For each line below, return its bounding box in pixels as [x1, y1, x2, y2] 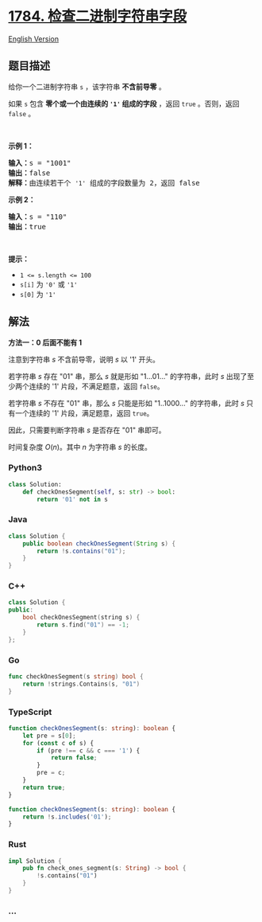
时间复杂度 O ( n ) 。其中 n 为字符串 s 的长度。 [8, 442, 152, 451]
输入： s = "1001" [8, 158, 71, 167]
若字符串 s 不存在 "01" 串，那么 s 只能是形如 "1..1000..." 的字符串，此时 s [8, 398, 245, 408]
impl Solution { [8, 857, 62, 865]
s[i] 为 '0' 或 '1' [19, 279, 78, 289]
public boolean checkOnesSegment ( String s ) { [22, 539, 176, 548]
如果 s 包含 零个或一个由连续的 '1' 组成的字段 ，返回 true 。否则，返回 [8, 99, 240, 108]
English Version [8, 33, 60, 44]
